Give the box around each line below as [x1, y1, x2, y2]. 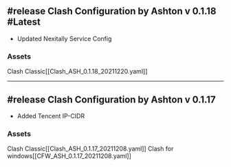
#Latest [7, 16, 41, 28]
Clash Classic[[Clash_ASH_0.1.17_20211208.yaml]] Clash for [7, 144, 174, 153]
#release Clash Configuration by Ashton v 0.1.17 [7, 93, 216, 105]
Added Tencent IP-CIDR [16, 111, 85, 120]
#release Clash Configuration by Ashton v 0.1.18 [7, 5, 217, 17]
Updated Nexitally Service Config [16, 34, 112, 43]
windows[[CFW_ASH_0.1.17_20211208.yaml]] [7, 152, 132, 160]
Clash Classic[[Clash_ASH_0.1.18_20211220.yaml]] [7, 67, 148, 76]
